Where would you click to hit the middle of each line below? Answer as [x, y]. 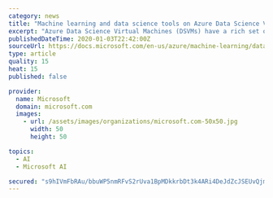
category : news [34, 16]
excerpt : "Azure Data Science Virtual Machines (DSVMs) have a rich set [134, 31]
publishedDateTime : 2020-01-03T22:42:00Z [80, 39]
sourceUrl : [27, 46]
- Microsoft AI [41, 167]
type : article [32, 54]
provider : [25, 91]
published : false [38, 77]
